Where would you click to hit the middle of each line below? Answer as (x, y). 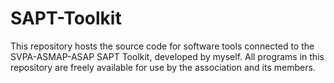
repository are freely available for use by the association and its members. (163, 67)
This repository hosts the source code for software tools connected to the (162, 46)
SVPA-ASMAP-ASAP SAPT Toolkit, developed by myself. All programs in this (167, 56)
